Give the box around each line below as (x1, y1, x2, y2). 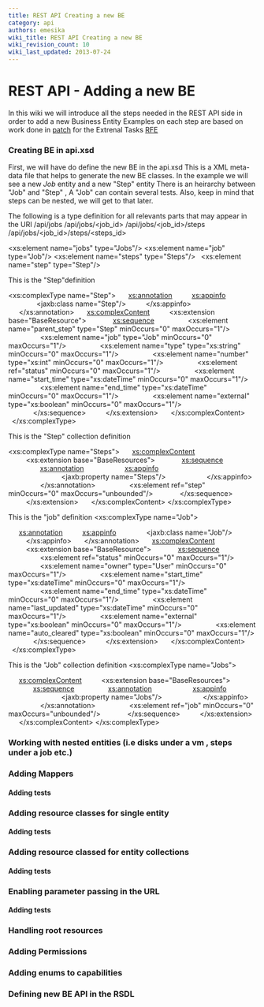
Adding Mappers (8, 768, 74, 779)
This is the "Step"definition (8, 275, 96, 285)
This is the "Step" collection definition (8, 431, 132, 442)
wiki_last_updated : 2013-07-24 (8, 48, 111, 56)
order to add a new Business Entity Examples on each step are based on (8, 116, 244, 126)
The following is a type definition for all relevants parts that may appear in (8, 211, 247, 221)
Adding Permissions (8, 946, 87, 957)
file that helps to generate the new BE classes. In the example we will (24, 171, 248, 181)
